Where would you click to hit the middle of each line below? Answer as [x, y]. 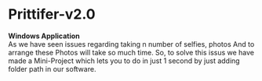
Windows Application [44, 36]
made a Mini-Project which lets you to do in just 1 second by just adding [124, 61]
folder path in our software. [52, 69]
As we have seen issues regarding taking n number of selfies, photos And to [131, 44]
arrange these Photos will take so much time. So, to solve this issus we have [131, 52]
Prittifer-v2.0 [52, 14]
